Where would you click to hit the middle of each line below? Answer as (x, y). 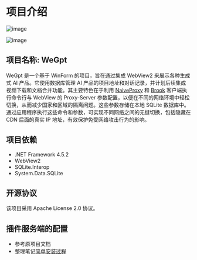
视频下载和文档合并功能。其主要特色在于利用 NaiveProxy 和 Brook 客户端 (94, 90)
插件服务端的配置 (37, 229)
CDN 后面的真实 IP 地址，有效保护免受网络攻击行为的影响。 (78, 119)
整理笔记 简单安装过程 (40, 251)
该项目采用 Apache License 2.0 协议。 (52, 208)
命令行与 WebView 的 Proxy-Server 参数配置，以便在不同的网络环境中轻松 (100, 97)
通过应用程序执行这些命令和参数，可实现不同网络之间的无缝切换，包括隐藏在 (98, 112)
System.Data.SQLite (39, 173)
